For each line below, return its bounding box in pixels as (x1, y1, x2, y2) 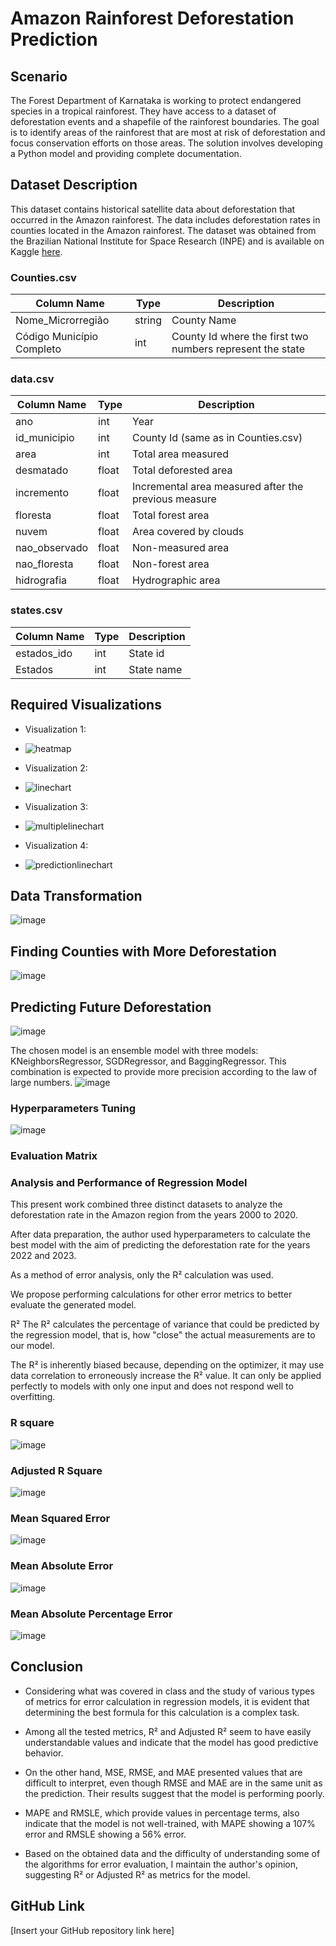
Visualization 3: (24, 800, 89, 812)
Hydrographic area (132, 573, 221, 587)
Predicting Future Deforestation (10, 998, 212, 1016)
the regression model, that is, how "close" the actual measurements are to (10, 1329, 316, 1341)
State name (128, 662, 183, 676)
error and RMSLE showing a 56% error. (24, 1828, 187, 1840)
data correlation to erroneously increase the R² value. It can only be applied (10, 1370, 322, 1382)
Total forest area (132, 508, 210, 522)
